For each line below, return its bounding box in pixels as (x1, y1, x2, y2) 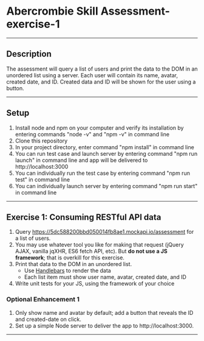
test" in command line (15, 175, 70, 183)
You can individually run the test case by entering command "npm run (15, 169, 190, 177)
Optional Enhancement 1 (6, 295, 80, 304)
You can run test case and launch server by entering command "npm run (15, 150, 198, 157)
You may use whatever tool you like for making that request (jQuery (15, 241, 184, 248)
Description (6, 49, 52, 59)
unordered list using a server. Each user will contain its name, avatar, (6, 71, 178, 79)
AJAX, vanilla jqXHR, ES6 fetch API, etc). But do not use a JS (15, 248, 168, 255)
